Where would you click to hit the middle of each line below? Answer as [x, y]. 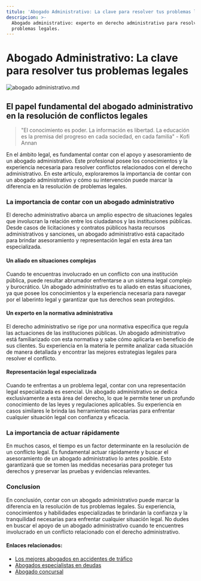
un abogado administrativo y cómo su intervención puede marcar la [89, 180]
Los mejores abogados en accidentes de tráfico [74, 559]
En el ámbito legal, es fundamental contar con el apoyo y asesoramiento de [99, 154]
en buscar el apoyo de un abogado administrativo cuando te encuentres [95, 525]
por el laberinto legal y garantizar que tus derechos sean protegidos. [91, 299]
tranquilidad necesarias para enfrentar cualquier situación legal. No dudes [98, 519]
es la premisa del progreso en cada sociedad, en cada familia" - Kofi [105, 136]
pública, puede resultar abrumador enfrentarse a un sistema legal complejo [99, 280]
